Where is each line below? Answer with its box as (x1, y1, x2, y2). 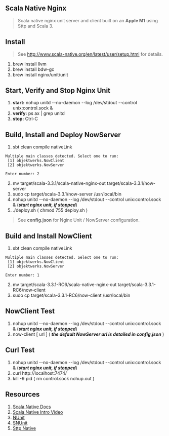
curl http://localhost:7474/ (12, 370, 67, 376)
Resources (5, 390, 40, 399)
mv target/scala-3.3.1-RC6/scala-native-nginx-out (12, 282, 117, 288)
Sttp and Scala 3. (17, 23, 54, 29)
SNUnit (12, 420, 28, 426)
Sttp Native (12, 425, 36, 431)
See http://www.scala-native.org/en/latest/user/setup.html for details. (17, 51, 163, 57)
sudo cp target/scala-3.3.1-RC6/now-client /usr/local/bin (12, 292, 131, 298)
